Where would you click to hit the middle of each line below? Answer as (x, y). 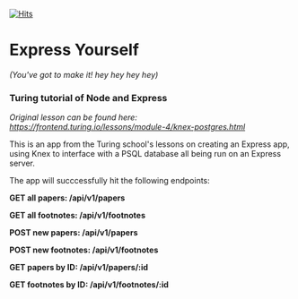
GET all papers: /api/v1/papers (67, 198)
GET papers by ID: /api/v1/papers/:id (79, 268)
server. (22, 163)
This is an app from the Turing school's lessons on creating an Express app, (149, 144)
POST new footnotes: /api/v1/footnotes (84, 250)
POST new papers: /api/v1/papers (74, 233)
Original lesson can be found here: (73, 117)
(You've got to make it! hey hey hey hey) (84, 74)
